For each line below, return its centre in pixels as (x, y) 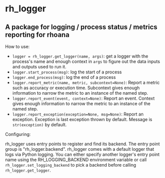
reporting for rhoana (37, 34)
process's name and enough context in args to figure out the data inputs (86, 61)
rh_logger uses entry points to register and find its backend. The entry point (82, 144)
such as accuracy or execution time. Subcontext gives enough (76, 88)
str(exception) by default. (39, 125)
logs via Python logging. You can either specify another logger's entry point (82, 154)
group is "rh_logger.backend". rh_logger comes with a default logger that (80, 149)
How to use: (17, 47)
